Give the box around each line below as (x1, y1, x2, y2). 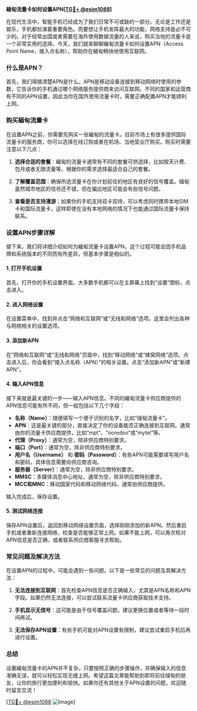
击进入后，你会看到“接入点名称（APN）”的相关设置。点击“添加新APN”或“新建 (6, 358, 191, 365)
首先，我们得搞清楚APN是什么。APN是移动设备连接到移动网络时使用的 (6, 78, 177, 85)
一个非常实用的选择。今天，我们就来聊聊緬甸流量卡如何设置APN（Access (6, 41, 184, 47)
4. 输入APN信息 (6, 380, 44, 387)
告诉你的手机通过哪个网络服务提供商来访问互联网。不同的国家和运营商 (21, 85, 191, 93)
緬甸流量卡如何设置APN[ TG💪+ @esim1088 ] (6, 6, 113, 12)
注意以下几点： (6, 145, 42, 152)
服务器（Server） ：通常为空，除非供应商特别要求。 (14, 465, 137, 472)
